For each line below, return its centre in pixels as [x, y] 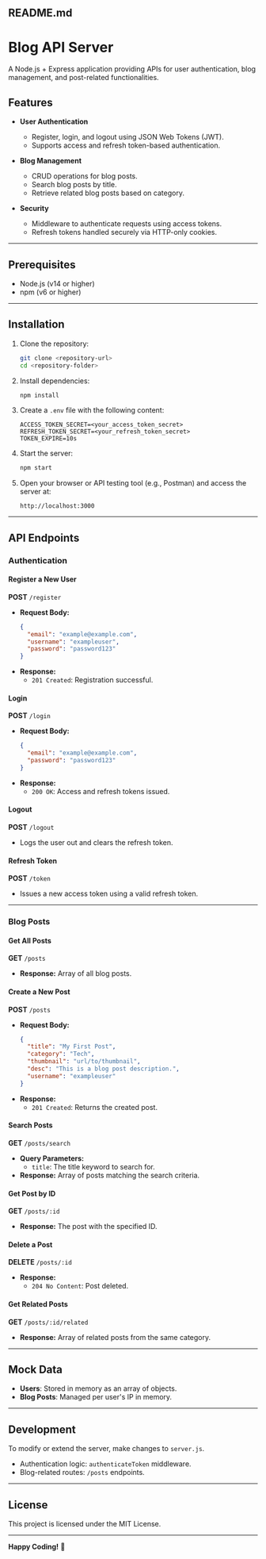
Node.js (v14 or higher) [57, 283]
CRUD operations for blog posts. [84, 176]
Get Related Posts [38, 1304]
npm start [36, 468]
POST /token [30, 878]
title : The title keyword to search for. [93, 1166]
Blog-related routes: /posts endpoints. [82, 1473]
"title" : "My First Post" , [72, 1046]
